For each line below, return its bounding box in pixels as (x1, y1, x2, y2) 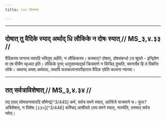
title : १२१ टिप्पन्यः (5, 7, 39, 12)
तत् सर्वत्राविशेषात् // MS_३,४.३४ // (5, 86, 91, 94)
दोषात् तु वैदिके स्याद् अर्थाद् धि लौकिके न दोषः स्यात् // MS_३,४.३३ (5, 35, 161, 43)
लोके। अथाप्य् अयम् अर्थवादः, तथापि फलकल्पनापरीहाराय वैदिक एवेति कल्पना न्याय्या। (5, 66, 135, 72)
